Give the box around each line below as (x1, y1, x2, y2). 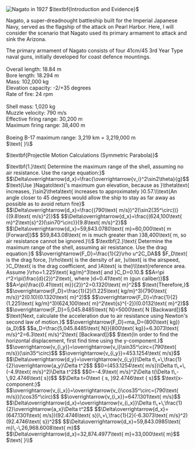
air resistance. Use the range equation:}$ (6, 169, 105, 176)
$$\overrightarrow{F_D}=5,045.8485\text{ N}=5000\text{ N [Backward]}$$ (6, 306, 188, 313)
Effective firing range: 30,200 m (6, 115, 83, 122)
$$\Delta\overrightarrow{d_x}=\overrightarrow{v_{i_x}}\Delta (6, 399, 152, 406)
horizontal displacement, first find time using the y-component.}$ (6, 337, 163, 344)
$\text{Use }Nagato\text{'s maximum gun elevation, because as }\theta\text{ (6, 181, 190, 188)
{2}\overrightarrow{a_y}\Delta (6, 362, 78, 369)
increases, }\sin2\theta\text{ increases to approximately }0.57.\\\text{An (6, 188, 177, 195)
